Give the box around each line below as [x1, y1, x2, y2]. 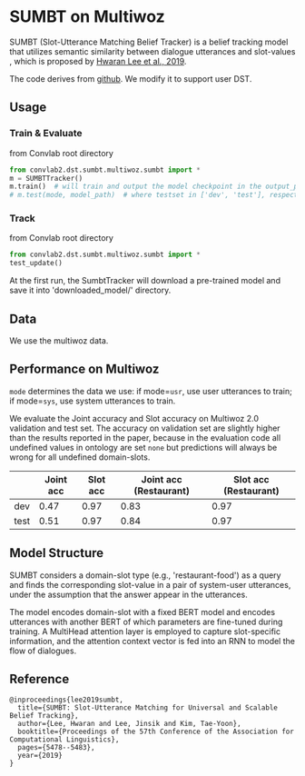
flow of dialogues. [9, 645, 77, 656]
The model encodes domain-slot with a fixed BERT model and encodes [9, 606, 275, 617]
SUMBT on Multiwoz [9, 6, 165, 27]
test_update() [9, 259, 64, 268]
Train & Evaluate [9, 127, 84, 140]
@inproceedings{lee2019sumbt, [9, 695, 124, 705]
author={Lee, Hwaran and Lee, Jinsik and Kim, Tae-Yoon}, [17, 720, 242, 729]
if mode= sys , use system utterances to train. [9, 395, 176, 406]
